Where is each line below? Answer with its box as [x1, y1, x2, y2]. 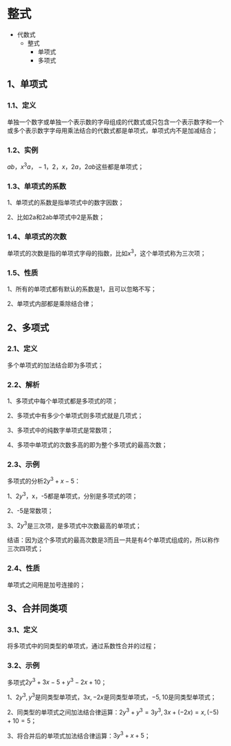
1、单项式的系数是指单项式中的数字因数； [7, 198, 124, 207]
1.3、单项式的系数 [7, 181, 67, 191]
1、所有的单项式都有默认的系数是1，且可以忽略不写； [7, 285, 157, 293]
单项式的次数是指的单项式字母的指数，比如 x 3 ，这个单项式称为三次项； [7, 248, 206, 257]
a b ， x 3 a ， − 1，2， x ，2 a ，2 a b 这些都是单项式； [7, 161, 144, 171]
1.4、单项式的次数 [7, 231, 67, 241]
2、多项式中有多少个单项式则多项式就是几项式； [7, 411, 144, 420]
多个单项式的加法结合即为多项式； [7, 361, 104, 369]
